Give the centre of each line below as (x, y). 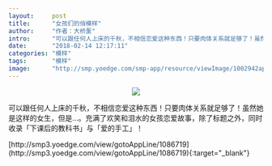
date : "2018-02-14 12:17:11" (68, 46)
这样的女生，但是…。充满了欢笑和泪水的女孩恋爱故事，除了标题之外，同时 (139, 117)
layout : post (38, 16)
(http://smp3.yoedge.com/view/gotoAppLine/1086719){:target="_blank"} (129, 153)
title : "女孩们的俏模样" (55, 23)
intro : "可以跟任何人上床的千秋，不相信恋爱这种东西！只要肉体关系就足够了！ (132, 38)
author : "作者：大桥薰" (52, 31)
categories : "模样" (40, 53)
